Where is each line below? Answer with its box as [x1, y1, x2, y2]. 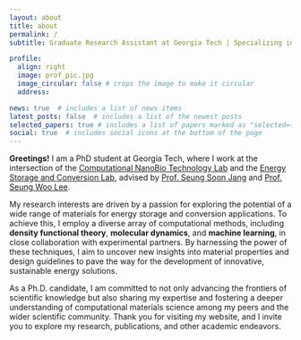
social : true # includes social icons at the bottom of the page [9, 129, 262, 138]
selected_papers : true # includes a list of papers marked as [9, 120, 246, 130]
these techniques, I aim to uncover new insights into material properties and [9, 247, 289, 258]
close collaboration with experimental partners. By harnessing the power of [9, 237, 288, 248]
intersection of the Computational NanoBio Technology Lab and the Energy [9, 163, 287, 174]
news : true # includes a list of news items [9, 104, 182, 113]
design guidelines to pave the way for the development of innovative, [9, 256, 264, 267]
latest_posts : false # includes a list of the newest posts [9, 112, 243, 121]
